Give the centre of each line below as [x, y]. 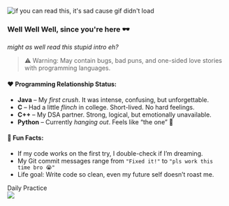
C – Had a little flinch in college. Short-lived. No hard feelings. [106, 107]
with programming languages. [67, 68]
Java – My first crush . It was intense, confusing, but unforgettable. [113, 100]
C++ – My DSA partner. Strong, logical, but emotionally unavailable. [114, 115]
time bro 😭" [36, 168]
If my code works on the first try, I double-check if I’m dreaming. [110, 153]
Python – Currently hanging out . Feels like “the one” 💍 [95, 122]
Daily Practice [27, 188]
